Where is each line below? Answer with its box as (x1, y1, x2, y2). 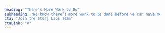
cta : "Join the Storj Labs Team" (4, 16, 73, 21)
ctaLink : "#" (4, 20, 32, 26)
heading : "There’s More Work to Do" (4, 7, 80, 12)
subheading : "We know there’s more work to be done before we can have (4, 12, 155, 16)
